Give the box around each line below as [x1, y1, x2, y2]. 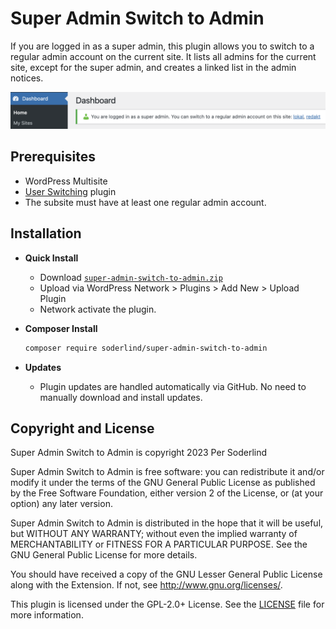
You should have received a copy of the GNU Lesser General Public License [10, 568, 323, 581]
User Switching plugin [24, 185, 117, 197]
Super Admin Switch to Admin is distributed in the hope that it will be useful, [10, 517, 324, 529]
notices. [10, 72, 44, 84]
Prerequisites [10, 148, 96, 166]
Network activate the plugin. [39, 303, 157, 315]
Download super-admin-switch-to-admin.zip [39, 271, 223, 283]
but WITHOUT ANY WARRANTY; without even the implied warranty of [10, 528, 298, 540]
